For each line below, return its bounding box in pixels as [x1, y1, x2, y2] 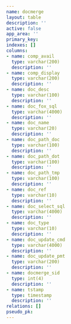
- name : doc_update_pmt [6, 253, 66, 259]
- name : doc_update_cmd [6, 237, 66, 243]
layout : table [6, 14, 42, 20]
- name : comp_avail [6, 53, 55, 59]
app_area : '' [6, 31, 39, 37]
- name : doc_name [6, 120, 50, 126]
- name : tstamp [6, 286, 44, 293]
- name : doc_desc [6, 87, 50, 93]
